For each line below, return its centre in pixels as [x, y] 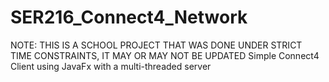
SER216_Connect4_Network [129, 17]
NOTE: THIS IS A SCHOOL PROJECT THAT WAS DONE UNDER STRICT [156, 45]
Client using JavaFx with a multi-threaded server [111, 66]
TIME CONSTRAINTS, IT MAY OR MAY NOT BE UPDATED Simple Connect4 [165, 55]
